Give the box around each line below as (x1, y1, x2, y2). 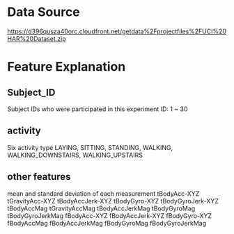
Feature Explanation (7, 59, 126, 75)
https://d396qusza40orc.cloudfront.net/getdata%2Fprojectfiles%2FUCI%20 (7, 27, 227, 35)
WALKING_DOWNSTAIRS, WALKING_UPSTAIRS (7, 151, 143, 159)
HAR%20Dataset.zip (7, 34, 66, 42)
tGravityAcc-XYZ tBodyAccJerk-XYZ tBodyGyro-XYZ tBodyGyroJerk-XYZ (7, 197, 219, 205)
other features (7, 171, 71, 183)
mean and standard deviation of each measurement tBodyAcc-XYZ (7, 189, 200, 198)
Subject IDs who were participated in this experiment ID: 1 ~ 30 (7, 105, 188, 113)
